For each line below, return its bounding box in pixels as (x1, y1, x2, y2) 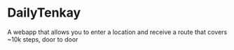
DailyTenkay (7, 5, 81, 21)
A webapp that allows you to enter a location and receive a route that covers (7, 28, 228, 36)
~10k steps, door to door (7, 35, 78, 43)
